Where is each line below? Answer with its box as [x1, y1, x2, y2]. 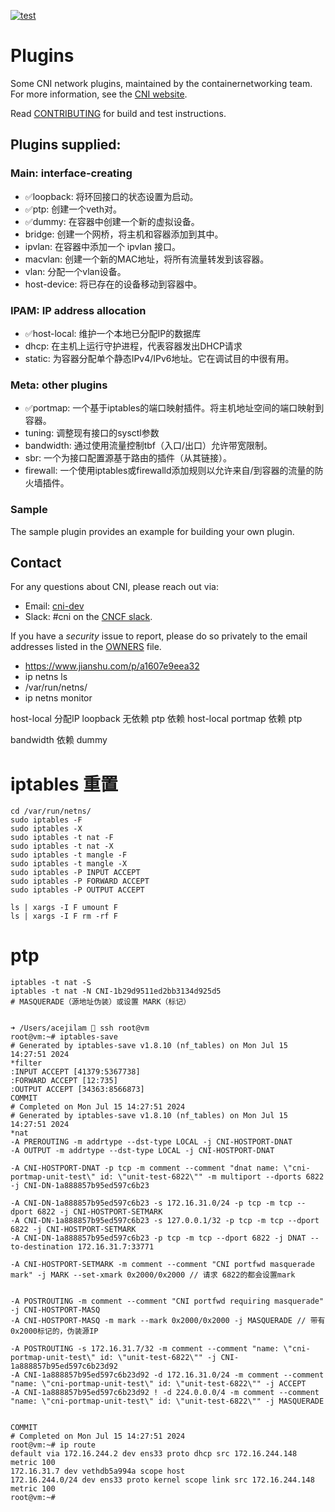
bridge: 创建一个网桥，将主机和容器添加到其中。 [24, 228, 224, 240]
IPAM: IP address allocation [10, 303, 147, 317]
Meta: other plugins [10, 378, 108, 392]
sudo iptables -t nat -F [10, 833, 114, 843]
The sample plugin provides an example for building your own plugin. [10, 525, 295, 537]
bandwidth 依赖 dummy [10, 734, 108, 746]
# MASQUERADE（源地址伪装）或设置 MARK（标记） [10, 997, 192, 1007]
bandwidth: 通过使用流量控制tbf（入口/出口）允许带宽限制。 [24, 440, 273, 452]
